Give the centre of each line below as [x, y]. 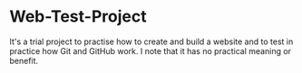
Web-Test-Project [78, 17]
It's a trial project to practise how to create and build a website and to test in [151, 41]
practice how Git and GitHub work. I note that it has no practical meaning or [151, 50]
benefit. [24, 60]
